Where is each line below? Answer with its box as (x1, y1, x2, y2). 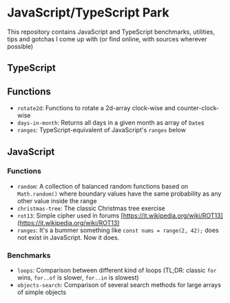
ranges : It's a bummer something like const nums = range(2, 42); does (17, 226, 219, 234)
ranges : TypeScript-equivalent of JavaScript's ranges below (17, 126, 186, 134)
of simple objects (17, 288, 67, 297)
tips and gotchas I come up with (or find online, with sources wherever (7, 34, 208, 43)
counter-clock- (176, 104, 220, 112)
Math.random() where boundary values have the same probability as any (17, 189, 222, 198)
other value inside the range (17, 196, 98, 205)
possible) (7, 42, 34, 50)
